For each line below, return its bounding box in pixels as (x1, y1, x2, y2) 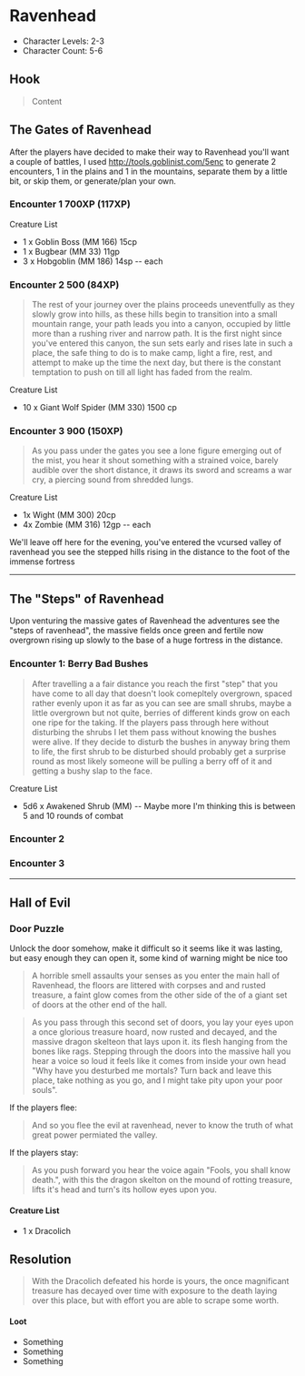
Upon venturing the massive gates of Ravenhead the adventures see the (9, 615, 280, 626)
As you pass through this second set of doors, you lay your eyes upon (31, 1017, 294, 1028)
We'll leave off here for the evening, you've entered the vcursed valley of (9, 537, 281, 548)
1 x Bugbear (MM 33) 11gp (22, 246, 121, 257)
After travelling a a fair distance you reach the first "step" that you (31, 678, 279, 689)
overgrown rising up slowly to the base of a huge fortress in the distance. (9, 634, 283, 646)
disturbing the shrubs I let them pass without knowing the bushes (31, 726, 277, 737)
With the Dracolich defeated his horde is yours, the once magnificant (31, 1276, 290, 1287)
